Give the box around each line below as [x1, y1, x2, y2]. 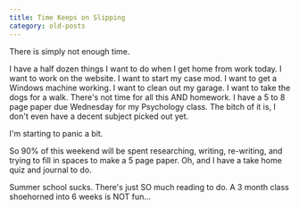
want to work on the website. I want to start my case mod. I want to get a [9, 72, 278, 83]
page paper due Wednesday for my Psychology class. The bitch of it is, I [9, 101, 277, 112]
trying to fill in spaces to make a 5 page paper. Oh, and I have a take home [9, 155, 283, 165]
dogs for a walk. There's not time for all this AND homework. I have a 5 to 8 [9, 91, 286, 103]
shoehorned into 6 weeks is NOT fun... [9, 191, 152, 202]
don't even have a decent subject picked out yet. [9, 111, 189, 121]
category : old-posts [9, 21, 87, 30]
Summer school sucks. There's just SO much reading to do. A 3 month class [9, 181, 290, 192]
